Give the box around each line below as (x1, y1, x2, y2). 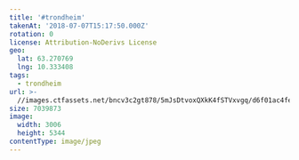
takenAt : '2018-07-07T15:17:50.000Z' (9, 21, 149, 30)
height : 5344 (17, 129, 66, 138)
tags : (9, 71, 29, 80)
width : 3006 (17, 121, 62, 130)
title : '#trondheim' (9, 12, 86, 22)
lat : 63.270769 (17, 54, 74, 63)
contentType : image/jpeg (9, 137, 101, 146)
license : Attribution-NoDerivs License (9, 37, 158, 47)
